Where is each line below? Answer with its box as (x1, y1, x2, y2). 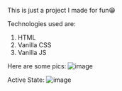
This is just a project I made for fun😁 (7, 6, 116, 14)
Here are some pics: (7, 62, 67, 70)
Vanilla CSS (17, 41, 52, 49)
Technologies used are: (7, 20, 76, 28)
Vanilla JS (17, 49, 47, 56)
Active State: (7, 75, 45, 84)
